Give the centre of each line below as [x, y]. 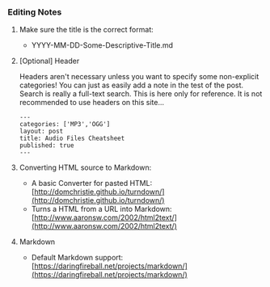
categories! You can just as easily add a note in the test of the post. [131, 85]
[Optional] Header [49, 61]
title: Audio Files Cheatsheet [72, 139]
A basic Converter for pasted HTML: [92, 184]
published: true [46, 146]
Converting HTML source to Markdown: [85, 167]
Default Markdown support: [77, 258]
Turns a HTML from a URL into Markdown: [101, 209]
